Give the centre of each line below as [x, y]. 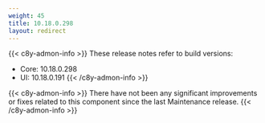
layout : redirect [37, 31]
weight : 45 [26, 16]
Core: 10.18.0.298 [49, 69]
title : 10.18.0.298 [41, 23]
